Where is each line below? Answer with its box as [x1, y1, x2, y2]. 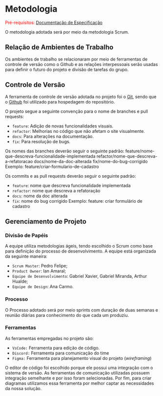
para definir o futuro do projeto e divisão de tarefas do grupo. [5, 66, 129, 72]
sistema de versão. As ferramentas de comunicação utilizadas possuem [5, 370, 150, 375]
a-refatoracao [5, 158, 33, 164]
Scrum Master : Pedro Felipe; [12, 263, 68, 269]
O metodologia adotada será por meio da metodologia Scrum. [5, 29, 129, 35]
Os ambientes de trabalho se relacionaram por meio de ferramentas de [5, 56, 148, 62]
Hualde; [12, 278, 28, 284]
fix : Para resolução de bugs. [12, 138, 71, 145]
